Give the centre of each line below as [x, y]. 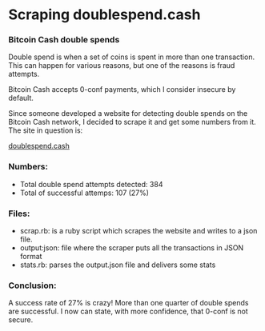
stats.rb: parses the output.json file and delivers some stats [118, 265]
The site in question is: [46, 130]
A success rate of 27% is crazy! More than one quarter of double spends [128, 303]
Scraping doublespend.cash [104, 15]
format [31, 257]
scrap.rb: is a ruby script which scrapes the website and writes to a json [139, 231]
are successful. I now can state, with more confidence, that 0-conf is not [128, 311]
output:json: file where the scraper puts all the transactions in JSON [132, 248]
